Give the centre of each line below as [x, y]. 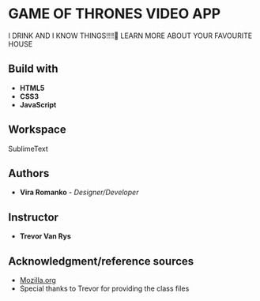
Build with [33, 69]
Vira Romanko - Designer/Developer [79, 192]
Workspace [37, 130]
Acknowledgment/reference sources [101, 261]
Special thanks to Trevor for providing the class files [104, 288]
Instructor [34, 217]
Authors [29, 173]
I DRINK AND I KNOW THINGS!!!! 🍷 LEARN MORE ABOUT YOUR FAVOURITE [130, 36]
